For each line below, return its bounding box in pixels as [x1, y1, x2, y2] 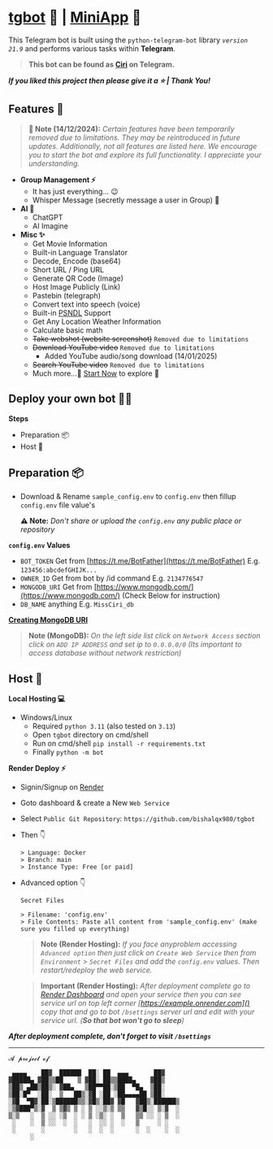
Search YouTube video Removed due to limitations [32, 359, 205, 369]
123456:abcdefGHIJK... [19, 566, 97, 575]
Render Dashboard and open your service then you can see [40, 990, 242, 999]
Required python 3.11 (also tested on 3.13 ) [32, 721, 176, 731]
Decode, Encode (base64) [32, 256, 121, 266]
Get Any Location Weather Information [32, 316, 162, 326]
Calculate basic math [32, 325, 103, 335]
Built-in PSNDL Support [32, 307, 111, 317]
